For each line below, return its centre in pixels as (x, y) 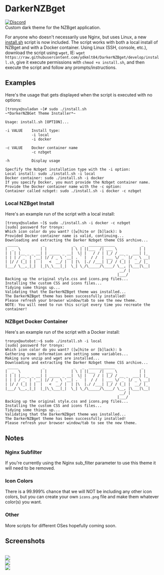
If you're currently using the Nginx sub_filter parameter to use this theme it (81, 463)
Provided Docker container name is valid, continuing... (65, 236)
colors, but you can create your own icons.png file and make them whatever (82, 497)
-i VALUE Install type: (33, 130)
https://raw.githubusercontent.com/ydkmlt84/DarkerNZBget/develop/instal (82, 57)
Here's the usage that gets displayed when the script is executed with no (79, 95)
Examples (20, 83)
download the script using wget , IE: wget (45, 53)
